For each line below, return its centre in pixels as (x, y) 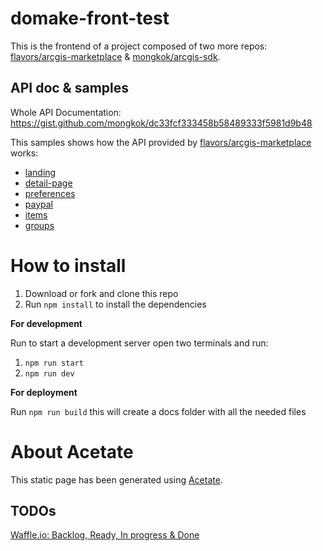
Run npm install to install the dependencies (115, 304)
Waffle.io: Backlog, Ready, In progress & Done (105, 535)
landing (40, 172)
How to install (68, 265)
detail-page (48, 183)
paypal (38, 204)
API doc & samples (69, 88)
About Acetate (72, 451)
